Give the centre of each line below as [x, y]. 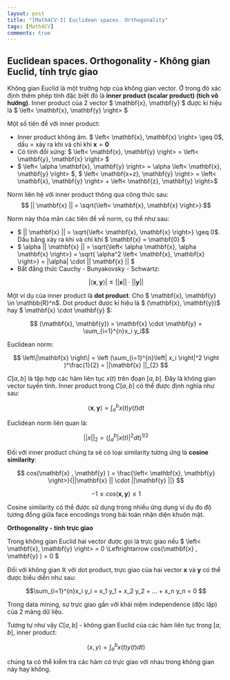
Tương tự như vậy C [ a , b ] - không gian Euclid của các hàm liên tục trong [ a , [114, 625]
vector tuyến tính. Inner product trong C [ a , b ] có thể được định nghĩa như [111, 386]
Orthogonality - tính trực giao [50, 528]
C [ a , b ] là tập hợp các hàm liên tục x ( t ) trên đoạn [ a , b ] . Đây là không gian [112, 379]
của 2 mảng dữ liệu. [35, 612]
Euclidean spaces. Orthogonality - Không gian [109, 60]
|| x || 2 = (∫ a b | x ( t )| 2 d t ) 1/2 [116, 437]
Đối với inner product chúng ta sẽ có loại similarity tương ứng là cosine [108, 452]
